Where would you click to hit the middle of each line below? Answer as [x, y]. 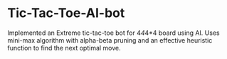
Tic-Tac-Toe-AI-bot [66, 13]
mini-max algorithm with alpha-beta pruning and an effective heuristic [110, 40]
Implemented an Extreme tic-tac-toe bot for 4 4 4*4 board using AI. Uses [114, 33]
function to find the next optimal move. [64, 48]
